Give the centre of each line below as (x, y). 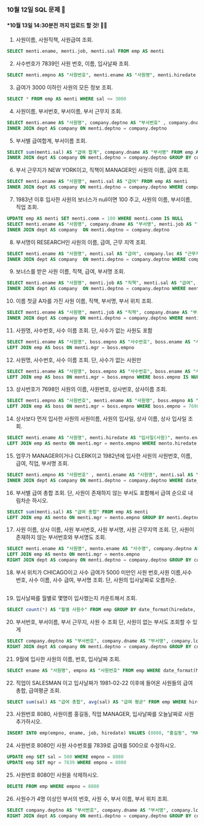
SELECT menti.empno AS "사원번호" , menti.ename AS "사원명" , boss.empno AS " (103, 401)
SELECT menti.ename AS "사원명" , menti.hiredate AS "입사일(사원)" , (90, 438)
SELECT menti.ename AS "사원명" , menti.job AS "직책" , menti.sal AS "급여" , (101, 283)
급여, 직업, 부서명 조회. (42, 463)
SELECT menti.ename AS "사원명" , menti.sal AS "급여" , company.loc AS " (97, 253)
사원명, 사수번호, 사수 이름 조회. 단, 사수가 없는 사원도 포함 (84, 330)
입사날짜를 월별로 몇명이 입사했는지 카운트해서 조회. (76, 598)
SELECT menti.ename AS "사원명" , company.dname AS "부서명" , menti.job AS (100, 224)
